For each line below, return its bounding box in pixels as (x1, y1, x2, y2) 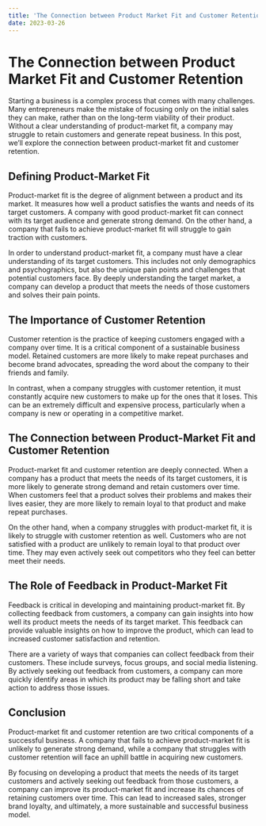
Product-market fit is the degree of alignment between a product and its (8, 191, 243, 201)
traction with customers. (8, 233, 88, 243)
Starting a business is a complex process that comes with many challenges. (8, 96, 256, 105)
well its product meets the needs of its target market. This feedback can (8, 617, 243, 626)
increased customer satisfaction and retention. (8, 633, 161, 643)
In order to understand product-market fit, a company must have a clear (8, 248, 243, 258)
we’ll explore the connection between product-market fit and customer (8, 138, 239, 147)
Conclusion (8, 706, 66, 720)
